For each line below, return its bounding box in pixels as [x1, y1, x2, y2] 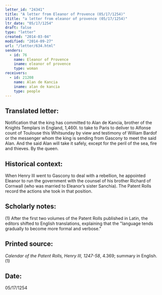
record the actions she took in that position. [5, 188, 93, 194]
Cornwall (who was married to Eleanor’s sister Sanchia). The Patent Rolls [5, 183, 151, 189]
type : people [14, 89, 40, 94]
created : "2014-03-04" [5, 35, 51, 39]
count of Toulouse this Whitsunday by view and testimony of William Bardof [5, 130, 157, 136]
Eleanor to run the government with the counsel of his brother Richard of [5, 178, 151, 183]
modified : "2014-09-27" [5, 39, 54, 44]
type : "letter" [5, 30, 36, 35]
